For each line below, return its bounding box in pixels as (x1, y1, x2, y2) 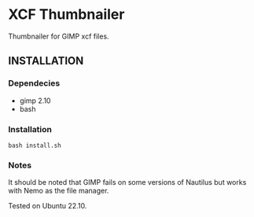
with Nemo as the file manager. (8, 186, 109, 196)
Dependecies (8, 78, 61, 89)
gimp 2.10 (19, 96, 51, 105)
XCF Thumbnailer (8, 6, 125, 24)
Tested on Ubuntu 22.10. (8, 201, 87, 211)
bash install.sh (8, 142, 61, 149)
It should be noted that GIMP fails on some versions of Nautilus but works (8, 178, 247, 187)
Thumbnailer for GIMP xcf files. (8, 31, 109, 41)
